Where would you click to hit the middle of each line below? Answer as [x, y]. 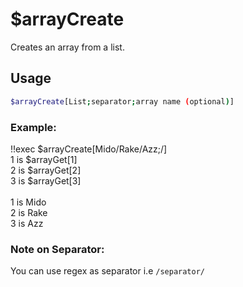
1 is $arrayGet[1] [44, 159]
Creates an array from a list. [67, 47]
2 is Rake [29, 212]
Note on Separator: [57, 249]
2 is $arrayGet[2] [46, 170]
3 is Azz [27, 223]
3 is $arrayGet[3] [46, 180]
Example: [33, 127]
